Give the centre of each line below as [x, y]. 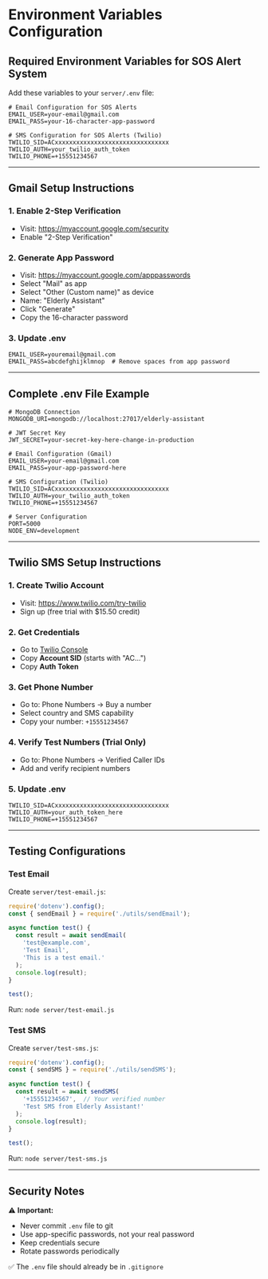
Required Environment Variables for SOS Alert [125, 61]
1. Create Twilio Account [56, 586]
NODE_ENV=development [44, 531]
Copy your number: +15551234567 [74, 721]
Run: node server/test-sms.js [58, 1158]
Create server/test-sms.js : [53, 1047]
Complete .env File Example [79, 393]
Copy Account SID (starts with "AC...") [83, 658]
